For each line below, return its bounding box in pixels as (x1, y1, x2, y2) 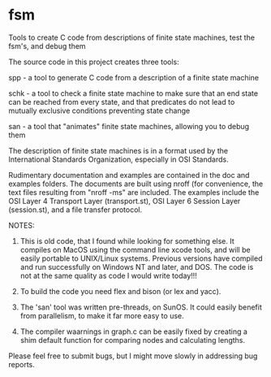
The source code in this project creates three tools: (8, 57, 180, 67)
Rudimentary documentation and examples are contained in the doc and (8, 170, 250, 180)
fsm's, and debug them (8, 41, 87, 50)
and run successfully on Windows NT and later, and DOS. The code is (19, 262, 254, 271)
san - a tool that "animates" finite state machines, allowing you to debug (8, 121, 250, 131)
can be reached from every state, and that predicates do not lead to (8, 97, 235, 106)
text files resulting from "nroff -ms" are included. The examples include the (8, 187, 260, 197)
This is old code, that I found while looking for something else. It (19, 236, 235, 245)
